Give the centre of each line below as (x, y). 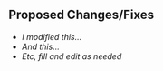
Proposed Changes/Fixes (81, 15)
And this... (40, 46)
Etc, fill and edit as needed (72, 56)
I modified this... (52, 36)
